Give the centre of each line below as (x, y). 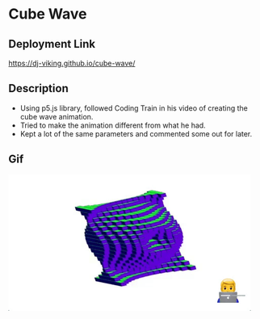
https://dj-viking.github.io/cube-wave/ (72, 63)
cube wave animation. (57, 116)
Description (38, 88)
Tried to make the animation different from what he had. (113, 125)
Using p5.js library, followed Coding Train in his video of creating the (134, 108)
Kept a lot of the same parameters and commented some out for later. (136, 133)
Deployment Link (52, 44)
